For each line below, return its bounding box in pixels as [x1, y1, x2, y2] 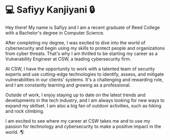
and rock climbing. [5, 108, 44, 114]
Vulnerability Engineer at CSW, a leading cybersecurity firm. [5, 55, 132, 62]
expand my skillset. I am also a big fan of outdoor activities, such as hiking [5, 102, 162, 108]
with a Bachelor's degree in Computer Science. [5, 30, 105, 36]
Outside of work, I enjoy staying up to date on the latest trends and [5, 92, 145, 98]
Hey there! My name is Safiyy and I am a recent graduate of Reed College [5, 24, 160, 31]
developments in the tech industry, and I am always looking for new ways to [5, 97, 165, 103]
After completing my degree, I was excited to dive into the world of [5, 39, 145, 46]
